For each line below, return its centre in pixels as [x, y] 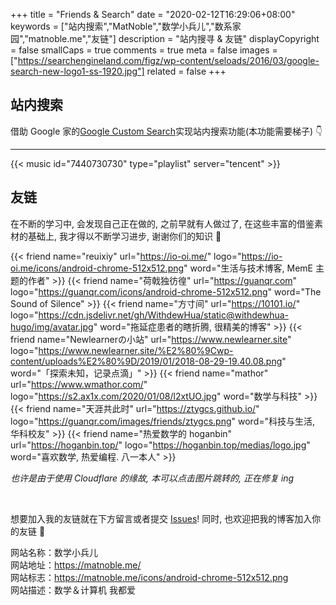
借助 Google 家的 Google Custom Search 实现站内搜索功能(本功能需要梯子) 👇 [166, 131]
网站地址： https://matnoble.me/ [76, 565]
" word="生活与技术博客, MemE [248, 268]
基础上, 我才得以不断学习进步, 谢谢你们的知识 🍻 [124, 236]
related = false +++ [186, 71]
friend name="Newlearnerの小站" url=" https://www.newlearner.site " [151, 339]
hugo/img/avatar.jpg [52, 326]
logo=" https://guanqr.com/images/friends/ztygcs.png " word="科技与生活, [163, 421]
